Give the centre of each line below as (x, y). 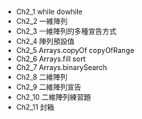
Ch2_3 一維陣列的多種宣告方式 (66, 31)
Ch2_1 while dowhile (49, 12)
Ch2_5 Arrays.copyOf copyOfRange (75, 50)
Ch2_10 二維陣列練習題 (53, 97)
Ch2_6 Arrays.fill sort (51, 59)
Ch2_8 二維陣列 (42, 77)
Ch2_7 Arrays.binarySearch (61, 67)
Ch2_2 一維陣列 (42, 21)
